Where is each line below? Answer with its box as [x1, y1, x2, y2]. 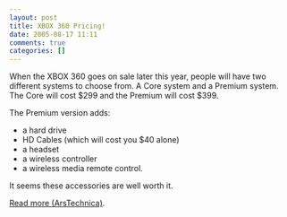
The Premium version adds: [9, 108, 111, 118]
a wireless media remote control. [21, 163, 143, 174]
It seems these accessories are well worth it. [9, 180, 173, 191]
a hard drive [21, 125, 67, 135]
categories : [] [9, 47, 66, 56]
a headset [21, 144, 60, 155]
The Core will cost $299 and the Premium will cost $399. [9, 91, 219, 101]
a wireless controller [21, 153, 97, 164]
